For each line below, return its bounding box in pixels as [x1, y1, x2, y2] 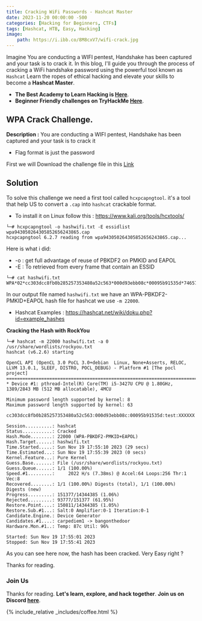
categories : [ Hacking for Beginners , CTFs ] [6, 20, 117, 26]
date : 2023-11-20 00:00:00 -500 [6, 14, 87, 21]
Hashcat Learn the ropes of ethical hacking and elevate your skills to [6, 73, 174, 80]
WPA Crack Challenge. [6, 115, 93, 125]
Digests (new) [6, 486, 42, 492]
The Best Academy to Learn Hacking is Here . [14, 91, 129, 98]
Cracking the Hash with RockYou [6, 326, 90, 334]
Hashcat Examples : [14, 308, 64, 316]
